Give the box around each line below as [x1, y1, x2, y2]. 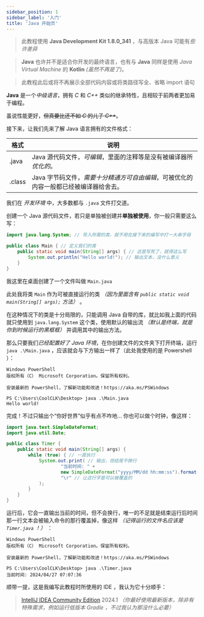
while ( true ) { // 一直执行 [28, 452, 95, 458]
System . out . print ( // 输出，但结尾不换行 [38, 458, 137, 464]
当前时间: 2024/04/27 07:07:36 [6, 572, 82, 578]
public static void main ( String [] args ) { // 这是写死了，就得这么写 [17, 249, 187, 255]
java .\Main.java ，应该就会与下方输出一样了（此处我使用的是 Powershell [6, 346, 192, 354]
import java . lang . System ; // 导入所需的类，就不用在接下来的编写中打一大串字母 [6, 232, 191, 238]
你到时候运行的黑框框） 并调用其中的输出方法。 [6, 326, 125, 333]
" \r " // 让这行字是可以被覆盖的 [60, 475, 132, 481]
